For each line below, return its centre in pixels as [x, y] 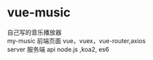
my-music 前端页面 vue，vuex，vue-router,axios [76, 41]
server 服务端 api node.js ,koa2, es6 [58, 49]
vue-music [39, 13]
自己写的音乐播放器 [34, 32]
